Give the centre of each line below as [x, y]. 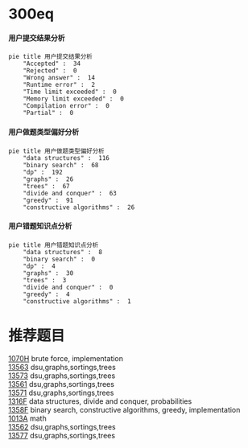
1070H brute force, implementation [66, 358]
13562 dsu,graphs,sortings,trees [62, 426]
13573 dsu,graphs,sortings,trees [62, 376]
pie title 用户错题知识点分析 [54, 245]
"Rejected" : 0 [50, 71]
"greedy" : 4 [46, 294]
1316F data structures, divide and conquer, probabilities [100, 401]
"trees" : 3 [45, 280]
